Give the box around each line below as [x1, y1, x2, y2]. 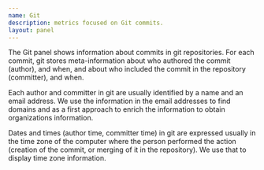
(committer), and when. [8, 72, 84, 83]
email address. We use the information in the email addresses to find [8, 96, 231, 106]
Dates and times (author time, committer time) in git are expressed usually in [8, 128, 256, 138]
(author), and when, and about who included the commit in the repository [8, 65, 247, 74]
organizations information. [8, 113, 94, 123]
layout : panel [8, 26, 55, 34]
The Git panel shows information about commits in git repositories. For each [8, 48, 255, 57]
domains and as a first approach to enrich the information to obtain [8, 105, 226, 114]
